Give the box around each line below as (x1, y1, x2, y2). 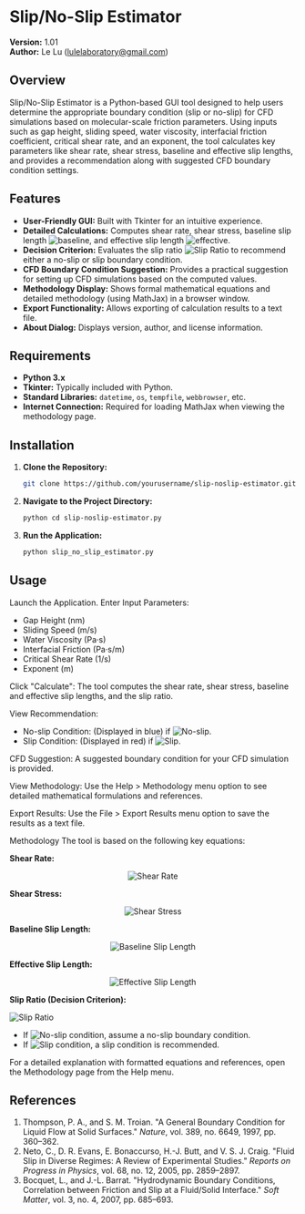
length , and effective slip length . (22, 234, 230, 245)
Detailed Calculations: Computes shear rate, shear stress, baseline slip (22, 225, 291, 236)
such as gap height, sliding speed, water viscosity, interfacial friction (9, 126, 267, 137)
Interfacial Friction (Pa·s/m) (22, 643, 126, 654)
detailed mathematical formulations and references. (9, 790, 203, 801)
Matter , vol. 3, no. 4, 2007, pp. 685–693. (22, 1194, 174, 1205)
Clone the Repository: (22, 462, 107, 473)
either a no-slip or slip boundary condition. (22, 253, 183, 265)
